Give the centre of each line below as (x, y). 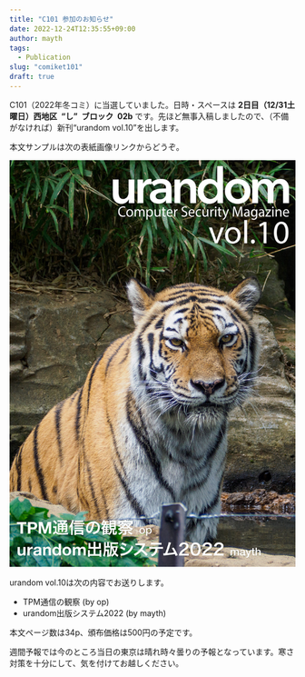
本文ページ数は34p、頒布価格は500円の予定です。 (103, 632)
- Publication (44, 58)
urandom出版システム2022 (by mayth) (94, 612)
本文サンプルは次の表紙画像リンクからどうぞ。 (97, 146)
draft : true (32, 77)
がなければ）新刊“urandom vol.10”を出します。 (97, 127)
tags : (20, 48)
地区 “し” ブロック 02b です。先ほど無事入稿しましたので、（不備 (165, 116)
